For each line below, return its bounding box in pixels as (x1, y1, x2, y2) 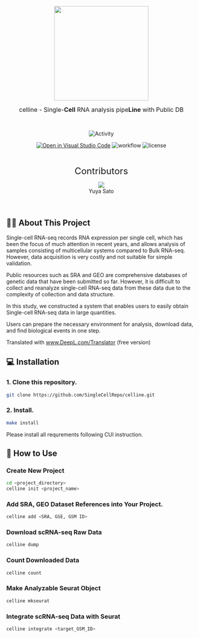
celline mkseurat (6, 597, 50, 604)
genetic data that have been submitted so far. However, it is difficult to (6, 278, 181, 285)
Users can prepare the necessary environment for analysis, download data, (6, 321, 194, 328)
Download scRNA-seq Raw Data (6, 528, 103, 536)
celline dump (6, 542, 39, 548)
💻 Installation (6, 357, 60, 367)
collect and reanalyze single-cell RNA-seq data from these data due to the (6, 284, 191, 291)
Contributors (74, 165, 128, 177)
